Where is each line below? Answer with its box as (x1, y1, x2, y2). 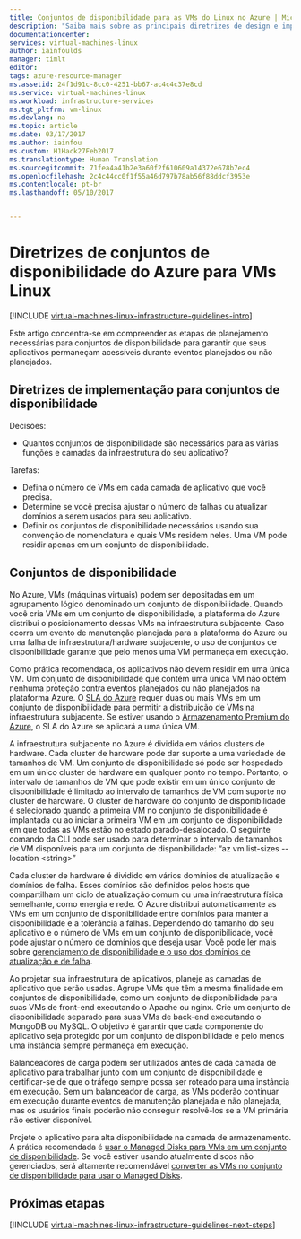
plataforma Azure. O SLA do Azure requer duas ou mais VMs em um (9, 692, 262, 702)
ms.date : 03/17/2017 (9, 130, 87, 139)
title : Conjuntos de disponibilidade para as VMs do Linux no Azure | (9, 13, 279, 22)
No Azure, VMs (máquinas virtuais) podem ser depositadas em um (9, 589, 255, 599)
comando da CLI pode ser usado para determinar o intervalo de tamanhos (9, 833, 283, 844)
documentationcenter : (9, 30, 90, 39)
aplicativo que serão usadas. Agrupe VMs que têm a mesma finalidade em (9, 982, 284, 993)
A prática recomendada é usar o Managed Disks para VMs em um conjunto (9, 1141, 287, 1152)
